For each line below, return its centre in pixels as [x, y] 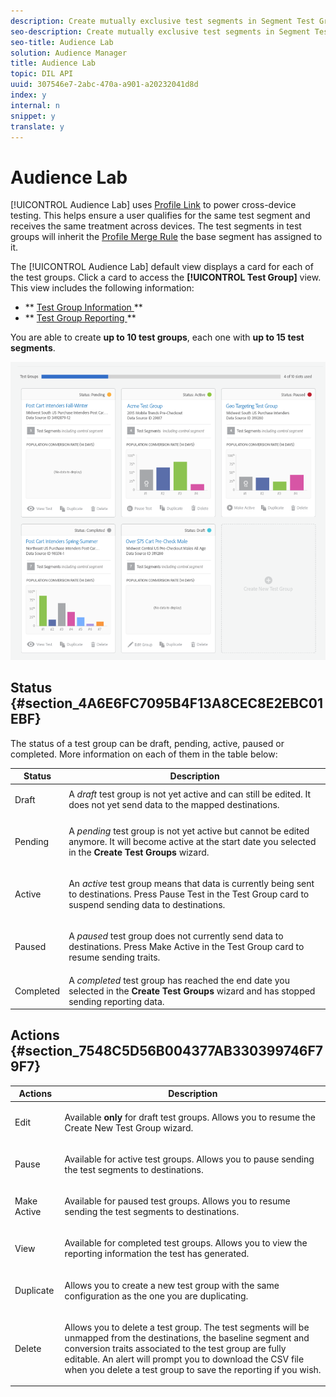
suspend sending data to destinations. [147, 905]
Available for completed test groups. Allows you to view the [186, 1243]
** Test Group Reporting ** [80, 318]
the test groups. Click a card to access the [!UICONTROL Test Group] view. [166, 277]
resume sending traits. [114, 957]
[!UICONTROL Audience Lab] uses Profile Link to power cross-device [153, 205]
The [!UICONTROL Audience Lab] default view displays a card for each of [162, 267]
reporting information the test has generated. [157, 1254]
